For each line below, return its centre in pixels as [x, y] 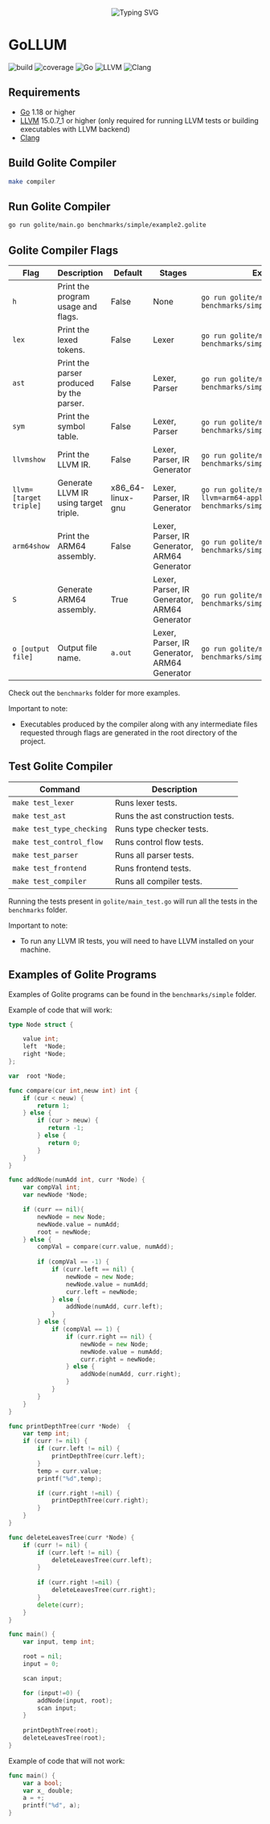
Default [128, 272]
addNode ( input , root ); [75, 1700]
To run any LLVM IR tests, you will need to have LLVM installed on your [137, 941]
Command [60, 789]
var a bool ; [43, 1783]
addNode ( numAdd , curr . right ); [131, 1374]
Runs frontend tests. [153, 868]
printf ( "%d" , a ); [52, 1805]
